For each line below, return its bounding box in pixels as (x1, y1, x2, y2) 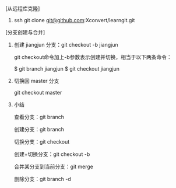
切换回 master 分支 (13, 78, 59, 84)
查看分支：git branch (13, 113, 65, 120)
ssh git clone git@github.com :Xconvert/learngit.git (13, 17, 135, 23)
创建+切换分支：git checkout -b (13, 151, 90, 158)
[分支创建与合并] (5, 29, 45, 36)
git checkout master (13, 89, 62, 96)
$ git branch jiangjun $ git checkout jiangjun (13, 65, 120, 72)
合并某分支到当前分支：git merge (13, 163, 94, 170)
